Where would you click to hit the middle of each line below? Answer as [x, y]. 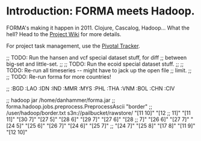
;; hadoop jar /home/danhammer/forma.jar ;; [61, 100]
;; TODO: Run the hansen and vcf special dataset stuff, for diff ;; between [97, 57]
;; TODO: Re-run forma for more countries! [59, 77]
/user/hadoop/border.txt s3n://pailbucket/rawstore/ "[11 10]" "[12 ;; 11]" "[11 [99, 113]
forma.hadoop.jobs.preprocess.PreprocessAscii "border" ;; [79, 106]
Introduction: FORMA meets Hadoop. [100, 11]
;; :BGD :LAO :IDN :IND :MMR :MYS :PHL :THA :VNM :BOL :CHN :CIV [91, 88]
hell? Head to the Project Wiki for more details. [64, 34]
